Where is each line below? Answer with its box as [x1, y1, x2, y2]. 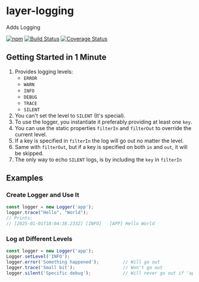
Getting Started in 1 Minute [6, 52, 107, 63]
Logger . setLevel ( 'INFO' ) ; [6, 254, 70, 260]
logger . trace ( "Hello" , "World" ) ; [6, 210, 89, 216]
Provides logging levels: [14, 68, 73, 75]
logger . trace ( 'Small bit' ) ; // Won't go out [6, 264, 163, 270]
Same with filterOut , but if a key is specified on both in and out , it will [14, 143, 188, 150]
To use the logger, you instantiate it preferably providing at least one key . [14, 118, 192, 125]
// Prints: [6, 215, 33, 221]
